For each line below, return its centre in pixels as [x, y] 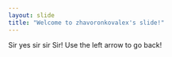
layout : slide [32, 15]
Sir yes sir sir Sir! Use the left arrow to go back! [85, 45]
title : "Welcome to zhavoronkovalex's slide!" [86, 23]
